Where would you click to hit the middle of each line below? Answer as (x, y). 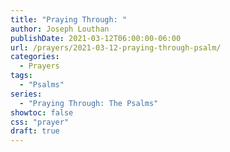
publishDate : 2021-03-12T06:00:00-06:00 (96, 38)
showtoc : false (42, 112)
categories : (35, 57)
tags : (21, 76)
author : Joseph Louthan (60, 29)
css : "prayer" (40, 122)
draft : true (35, 131)
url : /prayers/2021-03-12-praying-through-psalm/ (116, 47)
